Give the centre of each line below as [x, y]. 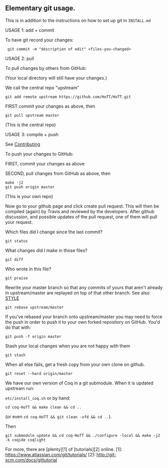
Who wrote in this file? [28, 269]
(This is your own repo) [29, 196]
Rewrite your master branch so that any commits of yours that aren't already [84, 287]
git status [17, 241]
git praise [17, 278]
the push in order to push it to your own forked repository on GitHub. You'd [83, 322]
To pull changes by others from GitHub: [46, 68]
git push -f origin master [33, 336]
